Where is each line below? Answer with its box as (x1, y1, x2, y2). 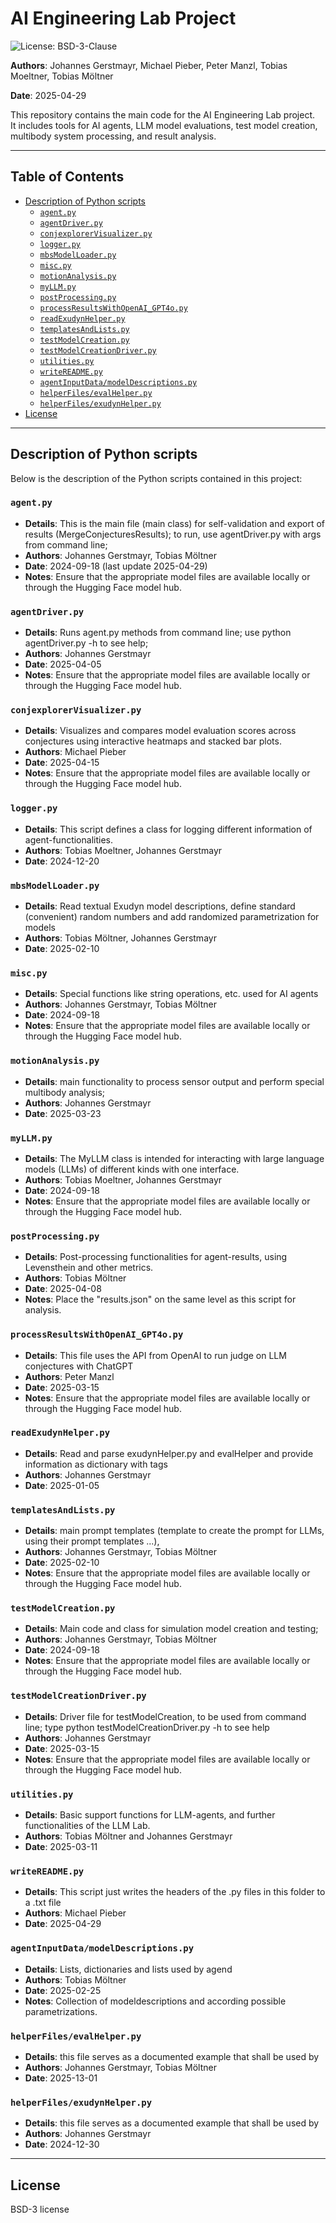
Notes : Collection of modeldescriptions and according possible (24, 1995, 287, 2007)
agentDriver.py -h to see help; (24, 637, 149, 649)
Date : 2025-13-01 (24, 2072, 98, 2084)
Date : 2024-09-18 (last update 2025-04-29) (24, 560, 208, 572)
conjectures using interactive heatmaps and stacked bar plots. (24, 735, 282, 747)
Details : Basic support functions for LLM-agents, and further (24, 1809, 276, 1821)
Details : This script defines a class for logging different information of (24, 823, 313, 835)
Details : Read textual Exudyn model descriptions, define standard (24, 900, 296, 912)
